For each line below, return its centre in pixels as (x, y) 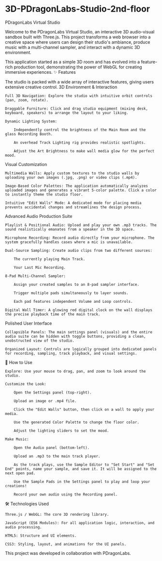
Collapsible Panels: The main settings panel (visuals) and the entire (79, 332)
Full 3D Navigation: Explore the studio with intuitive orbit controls (79, 96)
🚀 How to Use (19, 362)
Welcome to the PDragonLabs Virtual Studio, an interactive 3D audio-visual (80, 32)
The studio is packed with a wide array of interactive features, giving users (79, 82)
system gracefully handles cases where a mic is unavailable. (69, 242)
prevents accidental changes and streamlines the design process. (73, 207)
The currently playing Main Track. (50, 259)
